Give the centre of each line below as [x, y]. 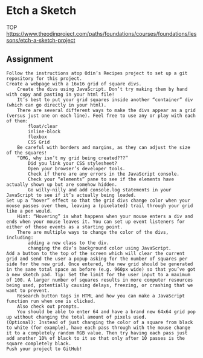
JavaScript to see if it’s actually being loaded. [71, 195]
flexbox [37, 137]
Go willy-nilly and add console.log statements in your [100, 190]
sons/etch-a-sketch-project [41, 40]
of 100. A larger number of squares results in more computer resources [100, 280]
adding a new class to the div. [69, 243]
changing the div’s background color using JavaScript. [100, 248]
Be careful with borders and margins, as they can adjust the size [104, 147]
